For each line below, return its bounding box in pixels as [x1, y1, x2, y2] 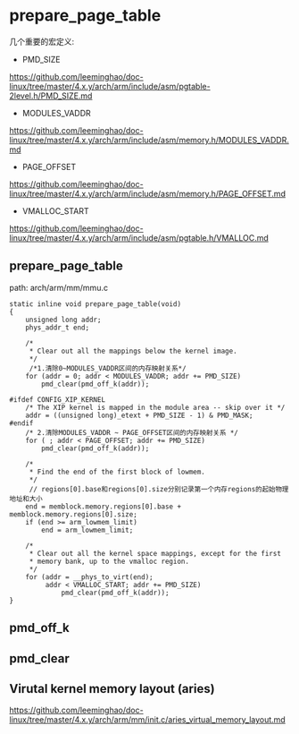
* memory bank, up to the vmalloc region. [29, 557, 190, 566]
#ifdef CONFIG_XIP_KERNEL [9, 395, 105, 404]
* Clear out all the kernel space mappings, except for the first [29, 549, 281, 558]
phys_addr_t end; [25, 323, 90, 332]
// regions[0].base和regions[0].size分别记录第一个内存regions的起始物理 [29, 484, 289, 493]
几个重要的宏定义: [9, 36, 75, 47]
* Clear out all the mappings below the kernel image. [29, 346, 238, 355]
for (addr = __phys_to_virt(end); [25, 572, 154, 582]
